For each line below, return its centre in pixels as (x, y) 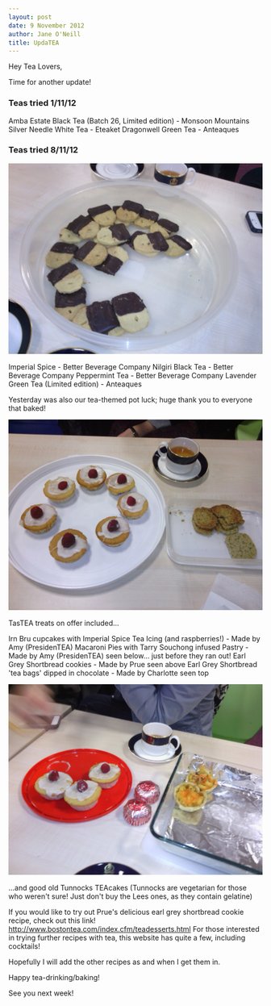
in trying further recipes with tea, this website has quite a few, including (127, 937)
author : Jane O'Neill (45, 34)
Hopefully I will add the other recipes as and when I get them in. (114, 962)
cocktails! (24, 946)
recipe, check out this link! (52, 920)
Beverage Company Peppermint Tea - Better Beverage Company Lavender (132, 375)
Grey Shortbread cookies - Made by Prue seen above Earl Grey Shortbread (133, 664)
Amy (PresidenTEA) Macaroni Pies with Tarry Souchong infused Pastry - (129, 647)
